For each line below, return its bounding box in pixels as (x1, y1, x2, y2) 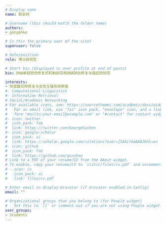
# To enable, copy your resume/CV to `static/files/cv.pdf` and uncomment (5, 162, 163, 167)
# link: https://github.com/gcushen (5, 153, 83, 158)
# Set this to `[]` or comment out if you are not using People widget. (5, 203, 163, 208)
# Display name (5, 7, 37, 12)
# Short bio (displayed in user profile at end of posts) (5, 66, 127, 71)
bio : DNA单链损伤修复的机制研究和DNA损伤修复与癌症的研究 (5, 70, 111, 76)
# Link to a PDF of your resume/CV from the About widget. (5, 158, 129, 163)
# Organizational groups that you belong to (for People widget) (5, 199, 142, 204)
